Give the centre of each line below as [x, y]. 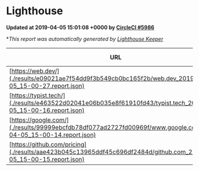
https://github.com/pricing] [49, 144]
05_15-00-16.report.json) [47, 110]
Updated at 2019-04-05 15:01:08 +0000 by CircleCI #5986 [80, 27]
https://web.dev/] [36, 71]
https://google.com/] [40, 120]
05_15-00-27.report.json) [47, 85]
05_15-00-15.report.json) [47, 159]
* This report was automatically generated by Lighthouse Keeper [85, 39]
